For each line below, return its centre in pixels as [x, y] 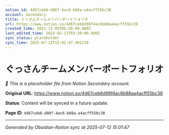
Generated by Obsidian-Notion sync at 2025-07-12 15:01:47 [67, 127]
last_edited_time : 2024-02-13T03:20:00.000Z [53, 33]
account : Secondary [26, 15]
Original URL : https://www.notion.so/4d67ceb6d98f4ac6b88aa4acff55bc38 [84, 93]
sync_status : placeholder [32, 38]
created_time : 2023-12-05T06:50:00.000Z [48, 29]
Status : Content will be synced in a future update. [57, 103]
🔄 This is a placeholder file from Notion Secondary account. [67, 83]
